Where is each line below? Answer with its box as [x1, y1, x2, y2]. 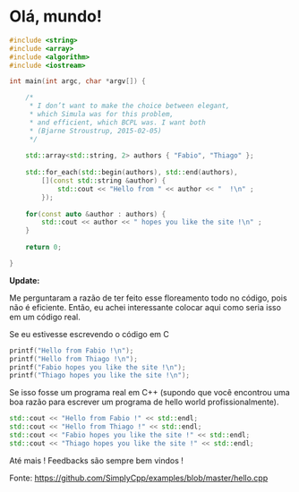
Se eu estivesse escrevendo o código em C [9, 328, 170, 339]
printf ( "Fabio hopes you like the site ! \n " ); [9, 362, 186, 372]
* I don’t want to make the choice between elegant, [29, 101, 230, 111]
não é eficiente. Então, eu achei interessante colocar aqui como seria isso [9, 301, 282, 312]
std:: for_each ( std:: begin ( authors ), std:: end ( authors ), [25, 168, 239, 177]
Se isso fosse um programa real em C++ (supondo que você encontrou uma [9, 387, 291, 398]
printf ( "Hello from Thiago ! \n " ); [9, 354, 139, 363]
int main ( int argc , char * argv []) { [9, 77, 146, 86]
